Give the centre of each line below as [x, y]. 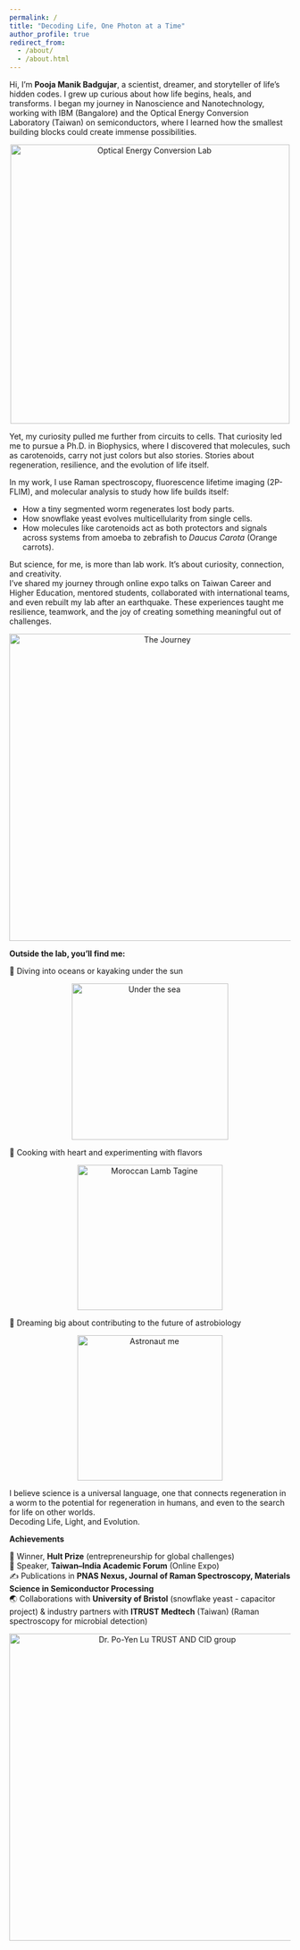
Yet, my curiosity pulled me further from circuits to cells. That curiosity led [146, 436]
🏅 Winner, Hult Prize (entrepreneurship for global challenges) [122, 1556]
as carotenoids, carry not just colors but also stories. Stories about [132, 455]
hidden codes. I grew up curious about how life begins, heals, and [130, 94]
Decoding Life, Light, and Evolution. [75, 1521]
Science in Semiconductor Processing [82, 1589]
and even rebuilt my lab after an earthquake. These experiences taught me [146, 602]
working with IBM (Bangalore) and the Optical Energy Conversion [129, 113]
